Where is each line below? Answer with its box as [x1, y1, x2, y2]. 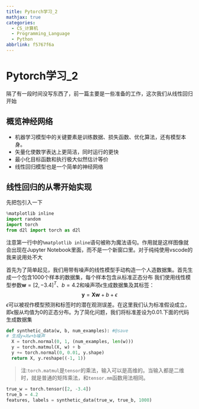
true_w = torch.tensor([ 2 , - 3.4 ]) [6, 386, 92, 392]
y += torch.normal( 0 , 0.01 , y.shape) [11, 350, 105, 356]
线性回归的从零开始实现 [6, 182, 92, 192]
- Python [11, 36, 33, 42]
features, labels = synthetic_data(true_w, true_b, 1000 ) [6, 397, 152, 403]
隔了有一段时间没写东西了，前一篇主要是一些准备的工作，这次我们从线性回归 [6, 90, 193, 97]
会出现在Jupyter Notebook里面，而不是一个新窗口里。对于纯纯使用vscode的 [6, 246, 193, 253]
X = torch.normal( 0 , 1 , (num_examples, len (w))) [11, 339, 134, 345]
